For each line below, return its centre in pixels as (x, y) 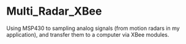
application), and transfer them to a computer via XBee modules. (88, 34)
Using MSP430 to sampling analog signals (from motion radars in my (93, 28)
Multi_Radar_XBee (54, 11)
